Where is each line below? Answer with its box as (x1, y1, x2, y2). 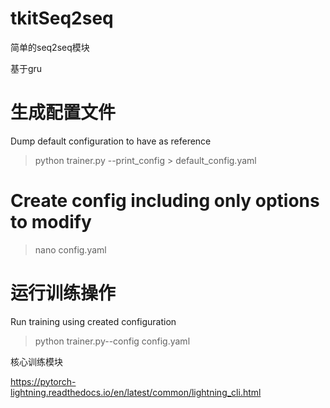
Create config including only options (10, 190, 320, 212)
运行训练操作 (10, 282, 117, 304)
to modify (10, 211, 92, 234)
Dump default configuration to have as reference (10, 135, 212, 147)
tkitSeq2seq (10, 7, 114, 30)
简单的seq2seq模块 (10, 41, 90, 53)
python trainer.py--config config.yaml (34, 335, 191, 347)
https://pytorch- (10, 375, 77, 387)
